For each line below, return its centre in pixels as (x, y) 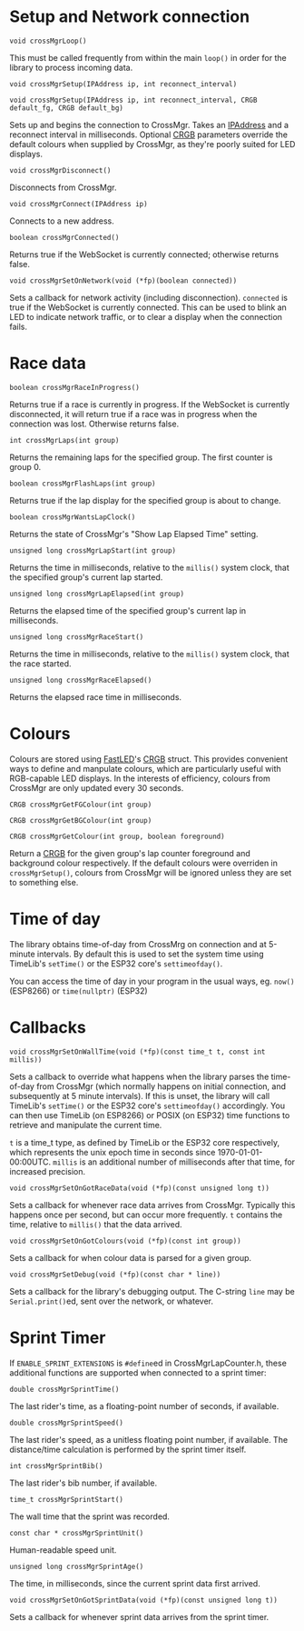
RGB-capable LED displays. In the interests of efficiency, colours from (140, 778)
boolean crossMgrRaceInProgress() (75, 387)
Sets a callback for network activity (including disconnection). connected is (149, 297)
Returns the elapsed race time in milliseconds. (96, 696)
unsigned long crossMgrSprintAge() (77, 1566)
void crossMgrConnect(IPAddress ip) (78, 204)
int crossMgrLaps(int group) (64, 440)
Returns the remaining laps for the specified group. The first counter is (141, 457)
